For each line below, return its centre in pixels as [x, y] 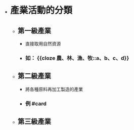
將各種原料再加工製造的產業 [54, 89]
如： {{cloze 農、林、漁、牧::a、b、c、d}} [77, 58]
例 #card [36, 103]
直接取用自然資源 [43, 44]
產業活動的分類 [41, 10]
